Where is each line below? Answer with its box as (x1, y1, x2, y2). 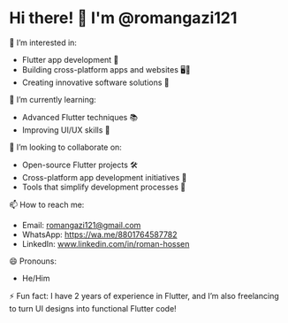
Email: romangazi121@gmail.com (21, 219, 141, 230)
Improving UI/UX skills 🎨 (21, 124, 110, 135)
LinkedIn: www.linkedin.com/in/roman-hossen (21, 238, 190, 249)
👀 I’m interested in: (9, 37, 78, 48)
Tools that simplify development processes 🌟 (21, 181, 186, 192)
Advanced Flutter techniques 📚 (21, 112, 139, 122)
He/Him (21, 273, 50, 283)
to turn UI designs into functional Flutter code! (9, 303, 177, 313)
